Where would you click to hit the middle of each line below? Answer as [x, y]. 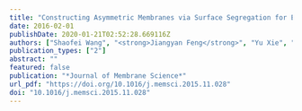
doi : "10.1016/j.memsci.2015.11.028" [80, 92]
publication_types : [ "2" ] [58, 51]
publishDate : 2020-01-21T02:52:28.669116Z [90, 34]
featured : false [40, 68]
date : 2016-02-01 [42, 26]
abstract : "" [34, 59]
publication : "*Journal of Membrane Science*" [98, 76]
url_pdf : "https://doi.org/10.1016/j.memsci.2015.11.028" [120, 84]
